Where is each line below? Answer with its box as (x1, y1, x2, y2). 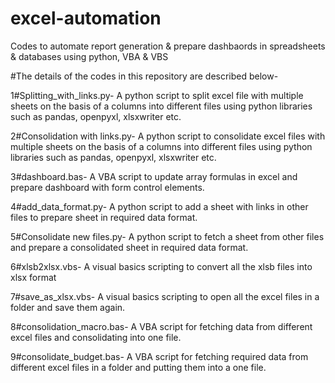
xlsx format (10, 271, 57, 283)
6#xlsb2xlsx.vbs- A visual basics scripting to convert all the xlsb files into (10, 260, 313, 272)
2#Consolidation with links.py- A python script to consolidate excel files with (10, 130, 326, 142)
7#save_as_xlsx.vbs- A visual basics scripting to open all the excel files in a (10, 290, 320, 302)
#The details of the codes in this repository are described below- (10, 70, 279, 82)
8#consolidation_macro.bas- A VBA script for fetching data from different (10, 320, 313, 332)
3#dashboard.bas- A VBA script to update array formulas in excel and (10, 170, 298, 182)
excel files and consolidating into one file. (10, 331, 182, 343)
